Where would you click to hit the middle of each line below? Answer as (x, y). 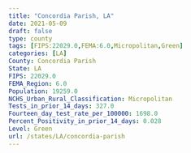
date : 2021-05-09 (38, 23)
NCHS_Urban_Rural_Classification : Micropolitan (91, 99)
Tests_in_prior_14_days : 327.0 (61, 106)
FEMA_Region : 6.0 (38, 83)
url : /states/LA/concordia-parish (67, 136)
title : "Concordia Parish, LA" (61, 16)
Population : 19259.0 (43, 91)
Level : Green (30, 129)
